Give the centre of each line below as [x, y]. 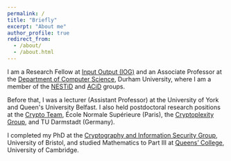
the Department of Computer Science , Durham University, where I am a [109, 79]
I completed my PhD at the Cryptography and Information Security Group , [112, 135]
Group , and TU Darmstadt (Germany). [61, 122]
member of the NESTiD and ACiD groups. [66, 86]
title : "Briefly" [32, 20]
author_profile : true [38, 33]
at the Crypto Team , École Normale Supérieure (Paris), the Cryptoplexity [111, 114]
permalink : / [26, 13]
